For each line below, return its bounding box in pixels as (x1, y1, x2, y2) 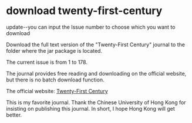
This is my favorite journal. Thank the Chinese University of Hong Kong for (6, 98, 186, 106)
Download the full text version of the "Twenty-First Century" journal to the (6, 41, 185, 48)
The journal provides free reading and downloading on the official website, (6, 70, 187, 77)
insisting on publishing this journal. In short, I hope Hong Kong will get (6, 105, 175, 112)
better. (6, 111, 22, 118)
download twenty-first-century (6, 4, 163, 18)
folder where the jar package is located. (6, 47, 103, 54)
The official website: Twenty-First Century (6, 87, 109, 94)
